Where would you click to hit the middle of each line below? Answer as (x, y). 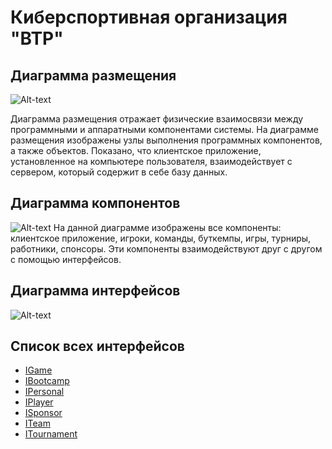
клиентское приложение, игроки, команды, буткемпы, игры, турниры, (161, 238)
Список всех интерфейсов (97, 346)
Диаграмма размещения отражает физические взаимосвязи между (157, 119)
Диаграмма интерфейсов (95, 291)
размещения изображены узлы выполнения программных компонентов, (166, 140)
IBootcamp (47, 381)
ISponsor (43, 413)
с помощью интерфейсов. (66, 259)
